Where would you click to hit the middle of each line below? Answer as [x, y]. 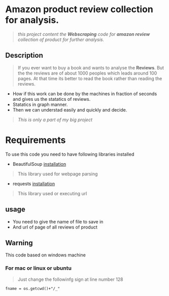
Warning [19, 243]
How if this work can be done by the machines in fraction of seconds [85, 94]
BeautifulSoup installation [39, 164]
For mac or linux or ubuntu [39, 268]
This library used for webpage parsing [58, 174]
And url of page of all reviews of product [55, 227]
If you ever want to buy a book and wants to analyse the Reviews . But [91, 67]
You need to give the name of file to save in [58, 221]
